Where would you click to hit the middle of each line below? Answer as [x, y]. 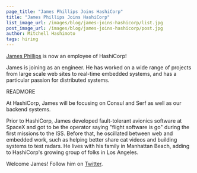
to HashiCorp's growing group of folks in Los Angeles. [72, 152]
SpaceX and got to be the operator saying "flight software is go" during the [98, 127]
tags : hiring [22, 39]
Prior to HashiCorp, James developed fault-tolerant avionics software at [94, 121]
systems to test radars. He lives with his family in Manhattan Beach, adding [98, 146]
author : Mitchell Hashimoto [41, 34]
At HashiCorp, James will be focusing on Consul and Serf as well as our [94, 103]
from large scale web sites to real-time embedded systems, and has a [91, 74]
